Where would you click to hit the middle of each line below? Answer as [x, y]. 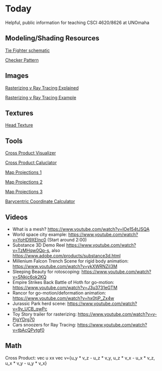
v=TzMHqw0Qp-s [31, 250]
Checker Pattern [22, 60]
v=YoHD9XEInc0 [29, 240]
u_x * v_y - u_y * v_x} [26, 363]
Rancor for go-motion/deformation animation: [59, 293]
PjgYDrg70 [23, 319]
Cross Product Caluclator [31, 162]
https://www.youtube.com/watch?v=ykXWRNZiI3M [65, 266]
